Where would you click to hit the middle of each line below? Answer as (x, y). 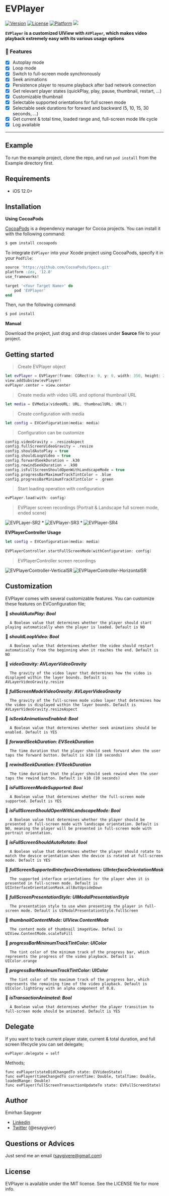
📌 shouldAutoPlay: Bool (31, 613)
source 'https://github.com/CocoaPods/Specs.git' (58, 267)
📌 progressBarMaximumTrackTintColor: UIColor (57, 970)
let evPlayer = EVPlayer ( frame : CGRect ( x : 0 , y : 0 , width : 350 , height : (83, 376)
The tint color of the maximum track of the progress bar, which (80, 980)
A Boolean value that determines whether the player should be (77, 819)
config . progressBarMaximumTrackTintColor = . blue (58, 474)
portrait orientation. (29, 833)
